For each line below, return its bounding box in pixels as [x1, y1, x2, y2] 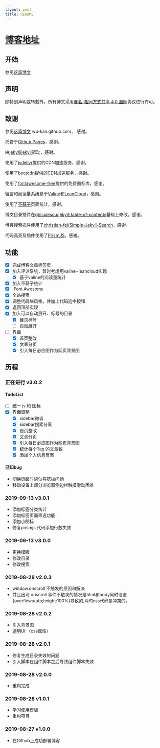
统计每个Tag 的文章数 [19, 446, 63, 452]
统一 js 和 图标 [12, 403, 41, 409]
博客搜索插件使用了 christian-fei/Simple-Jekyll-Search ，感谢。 [5, 222, 131, 228]
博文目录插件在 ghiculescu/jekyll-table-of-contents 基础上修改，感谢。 [5, 211, 145, 218]
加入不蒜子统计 [12, 280, 43, 286]
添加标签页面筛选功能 [12, 513, 55, 518]
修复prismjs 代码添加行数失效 [12, 525, 71, 531]
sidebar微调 [19, 415, 44, 421]
